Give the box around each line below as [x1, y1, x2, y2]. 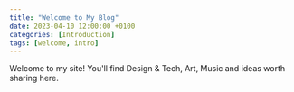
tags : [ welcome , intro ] [9, 38, 100, 48]
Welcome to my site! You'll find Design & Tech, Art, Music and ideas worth [9, 63, 286, 74]
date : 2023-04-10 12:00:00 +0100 [9, 22, 136, 31]
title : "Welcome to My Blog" [9, 13, 119, 23]
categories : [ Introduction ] [9, 30, 116, 39]
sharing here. [9, 73, 59, 84]
